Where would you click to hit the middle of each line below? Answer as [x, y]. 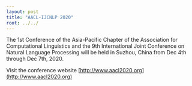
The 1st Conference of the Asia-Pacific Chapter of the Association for [92, 40]
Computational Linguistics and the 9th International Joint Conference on [95, 46]
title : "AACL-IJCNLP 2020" [40, 17]
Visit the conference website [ [43, 70]
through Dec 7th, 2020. [35, 59]
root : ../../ [22, 23]
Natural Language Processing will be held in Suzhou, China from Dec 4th [96, 53]
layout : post [22, 12]
